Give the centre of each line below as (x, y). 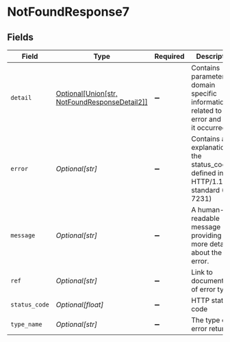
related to (207, 110)
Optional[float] (80, 305)
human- (211, 210)
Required (169, 56)
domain (203, 85)
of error (204, 289)
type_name (26, 325)
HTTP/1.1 (207, 182)
